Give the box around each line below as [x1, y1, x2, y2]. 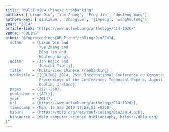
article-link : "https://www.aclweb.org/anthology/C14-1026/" [5, 26, 136, 31]
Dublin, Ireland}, [39, 82, 78, 87]
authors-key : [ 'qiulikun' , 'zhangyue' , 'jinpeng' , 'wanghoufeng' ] [5, 17, 147, 22]
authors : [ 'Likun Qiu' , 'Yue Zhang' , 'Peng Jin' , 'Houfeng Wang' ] [5, 12, 147, 17]
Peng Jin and [39, 49, 66, 54]
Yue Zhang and [39, 45, 69, 50]
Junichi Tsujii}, [39, 63, 75, 68]
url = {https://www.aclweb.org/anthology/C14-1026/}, [10, 101, 138, 106]
